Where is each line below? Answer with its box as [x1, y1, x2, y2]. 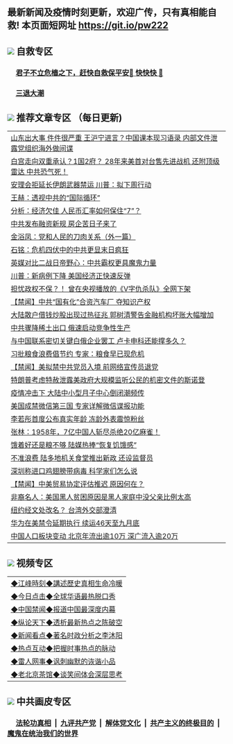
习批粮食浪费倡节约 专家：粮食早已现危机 [10, 349, 145, 359]
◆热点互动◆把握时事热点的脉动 [10, 644, 116, 654]
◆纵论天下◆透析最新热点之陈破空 [10, 618, 123, 627]
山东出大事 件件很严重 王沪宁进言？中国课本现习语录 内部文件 [10, 133, 211, 143]
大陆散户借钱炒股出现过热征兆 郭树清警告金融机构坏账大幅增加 [10, 310, 214, 320]
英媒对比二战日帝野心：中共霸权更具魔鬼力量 [10, 258, 157, 268]
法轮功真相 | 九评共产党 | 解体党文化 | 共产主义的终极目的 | [15, 718, 221, 727]
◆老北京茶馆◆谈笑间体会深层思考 [10, 670, 123, 679]
